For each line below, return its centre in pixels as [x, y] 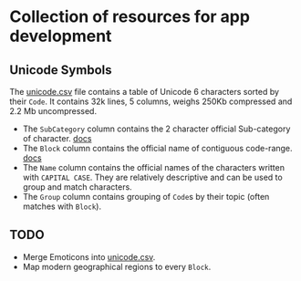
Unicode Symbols [61, 70]
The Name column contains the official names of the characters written [154, 167]
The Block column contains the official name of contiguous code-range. [158, 148]
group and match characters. [77, 187]
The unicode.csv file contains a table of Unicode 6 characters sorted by [145, 92]
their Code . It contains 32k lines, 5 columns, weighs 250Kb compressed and [151, 101]
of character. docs [57, 138]
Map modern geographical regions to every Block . [117, 266]
